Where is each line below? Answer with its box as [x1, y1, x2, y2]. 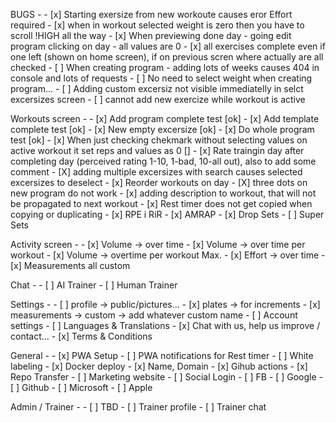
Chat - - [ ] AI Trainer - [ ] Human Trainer [10, 279, 178, 291]
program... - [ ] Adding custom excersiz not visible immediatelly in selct [10, 83, 304, 94]
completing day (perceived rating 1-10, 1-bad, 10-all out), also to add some [10, 155, 317, 167]
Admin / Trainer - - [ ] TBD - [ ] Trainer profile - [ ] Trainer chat [10, 401, 267, 413]
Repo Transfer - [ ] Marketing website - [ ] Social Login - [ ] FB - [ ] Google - [10, 371, 324, 383]
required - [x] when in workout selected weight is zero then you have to [10, 19, 305, 31]
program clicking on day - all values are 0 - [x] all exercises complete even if [10, 40, 326, 52]
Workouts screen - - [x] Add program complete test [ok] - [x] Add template [10, 113, 320, 124]
